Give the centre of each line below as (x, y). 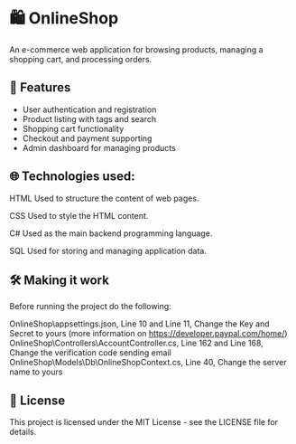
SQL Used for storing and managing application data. (108, 250)
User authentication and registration (89, 109)
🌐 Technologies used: (72, 177)
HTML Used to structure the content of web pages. (104, 198)
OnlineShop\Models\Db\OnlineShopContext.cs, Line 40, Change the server (148, 363)
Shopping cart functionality (73, 128)
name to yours (36, 372)
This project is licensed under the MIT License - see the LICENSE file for (143, 422)
